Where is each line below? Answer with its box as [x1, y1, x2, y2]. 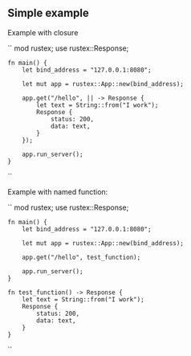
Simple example [7, 6, 90, 20]
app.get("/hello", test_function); [22, 253, 141, 261]
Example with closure [7, 27, 79, 37]
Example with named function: [7, 186, 108, 196]
